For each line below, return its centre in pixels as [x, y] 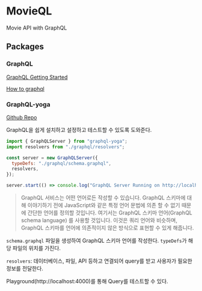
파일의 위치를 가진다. [37, 248]
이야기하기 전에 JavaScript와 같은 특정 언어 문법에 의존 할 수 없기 [104, 205]
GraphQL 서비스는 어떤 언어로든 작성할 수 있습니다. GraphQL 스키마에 [103, 198]
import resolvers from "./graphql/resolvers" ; [66, 147]
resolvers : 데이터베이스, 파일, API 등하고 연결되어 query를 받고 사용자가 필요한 [99, 261]
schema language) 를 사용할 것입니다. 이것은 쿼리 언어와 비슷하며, [99, 221]
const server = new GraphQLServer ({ [52, 158]
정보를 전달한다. [25, 269]
